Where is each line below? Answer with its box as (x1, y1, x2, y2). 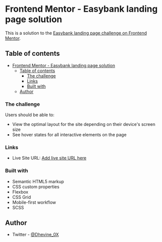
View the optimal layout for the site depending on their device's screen (12, 121, 156, 127)
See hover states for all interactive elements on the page (12, 132, 127, 138)
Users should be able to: (5, 112, 55, 118)
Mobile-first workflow (12, 199, 56, 205)
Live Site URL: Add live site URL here (12, 155, 87, 161)
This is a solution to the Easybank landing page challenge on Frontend (5, 30, 147, 36)
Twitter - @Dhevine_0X (12, 232, 59, 238)
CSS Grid (12, 194, 31, 200)
